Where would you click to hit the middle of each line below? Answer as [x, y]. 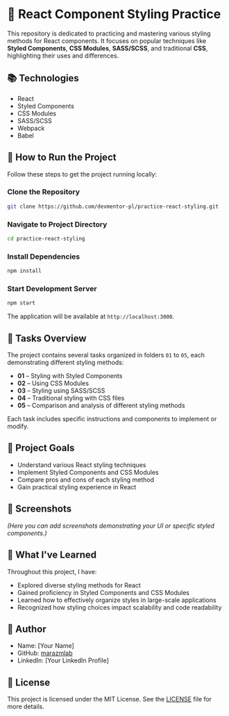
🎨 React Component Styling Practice [114, 14]
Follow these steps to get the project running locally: [82, 174]
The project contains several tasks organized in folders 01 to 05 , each [106, 355]
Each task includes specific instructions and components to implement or [112, 419]
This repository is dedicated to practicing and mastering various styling [109, 33]
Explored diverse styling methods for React [79, 585]
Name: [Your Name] [45, 646]
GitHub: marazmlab [45, 653]
